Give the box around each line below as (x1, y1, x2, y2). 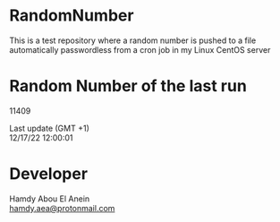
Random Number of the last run (9, 76, 248, 97)
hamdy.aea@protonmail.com (9, 202, 115, 213)
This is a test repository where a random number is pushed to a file (9, 35, 257, 46)
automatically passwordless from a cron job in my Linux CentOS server (9, 44, 271, 55)
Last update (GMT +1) (9, 123, 89, 133)
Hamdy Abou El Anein (9, 193, 90, 204)
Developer (9, 164, 88, 184)
